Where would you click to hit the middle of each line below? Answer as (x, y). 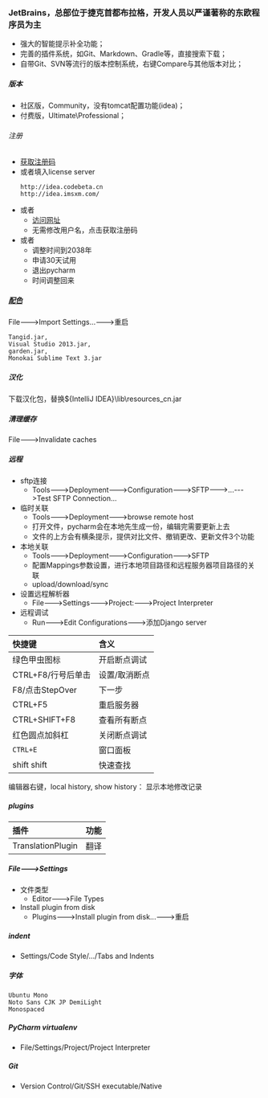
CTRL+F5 (30, 705)
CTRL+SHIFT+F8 (44, 719)
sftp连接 (34, 481)
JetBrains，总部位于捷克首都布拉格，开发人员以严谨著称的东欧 (130, 12)
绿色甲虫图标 (37, 660)
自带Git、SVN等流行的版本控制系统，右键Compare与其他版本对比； (132, 64)
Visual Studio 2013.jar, (50, 344)
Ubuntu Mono (28, 996)
